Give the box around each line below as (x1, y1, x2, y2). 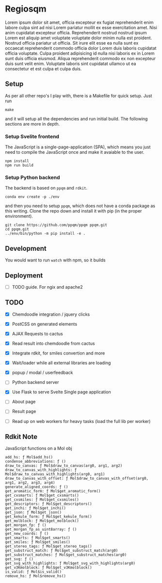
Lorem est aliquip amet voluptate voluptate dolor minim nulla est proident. (5, 35, 152, 41)
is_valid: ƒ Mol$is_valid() (5, 569, 62, 574)
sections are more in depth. (5, 121, 60, 127)
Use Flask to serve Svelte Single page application (12, 389, 112, 395)
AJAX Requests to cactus (12, 331, 63, 337)
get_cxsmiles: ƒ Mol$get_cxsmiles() (5, 497, 79, 502)
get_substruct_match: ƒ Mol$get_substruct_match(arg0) (5, 548, 118, 553)
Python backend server (12, 379, 59, 385)
